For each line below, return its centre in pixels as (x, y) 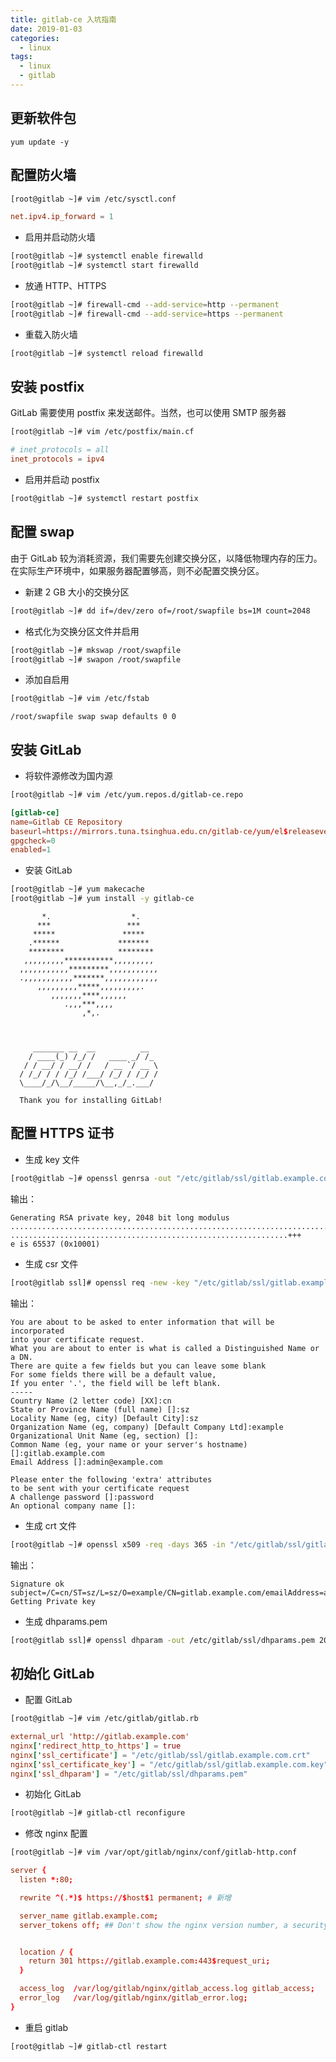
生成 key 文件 (52, 1159)
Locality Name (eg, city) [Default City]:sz (104, 1418)
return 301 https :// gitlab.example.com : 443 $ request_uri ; (149, 1961)
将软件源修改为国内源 (68, 776)
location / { (46, 1952)
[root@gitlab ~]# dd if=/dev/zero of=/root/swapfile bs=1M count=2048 (160, 611)
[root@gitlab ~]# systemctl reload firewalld (106, 353)
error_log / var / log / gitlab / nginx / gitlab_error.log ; (133, 1998)
